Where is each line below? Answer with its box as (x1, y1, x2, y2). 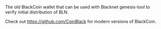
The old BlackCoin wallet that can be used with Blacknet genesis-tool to (5, 4, 150, 10)
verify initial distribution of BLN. (5, 9, 69, 15)
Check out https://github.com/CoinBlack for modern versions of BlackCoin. (5, 19, 157, 24)
